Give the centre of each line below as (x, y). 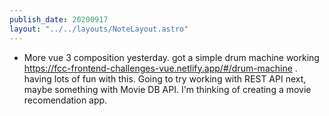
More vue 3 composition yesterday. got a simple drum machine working (171, 57)
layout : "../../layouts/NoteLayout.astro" (99, 29)
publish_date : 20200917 (59, 19)
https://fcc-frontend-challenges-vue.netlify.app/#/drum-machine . (160, 68)
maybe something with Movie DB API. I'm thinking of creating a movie (167, 89)
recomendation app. (65, 100)
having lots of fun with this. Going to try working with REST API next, (165, 78)
